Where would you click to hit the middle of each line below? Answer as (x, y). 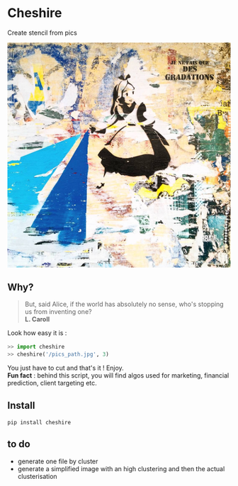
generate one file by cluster (58, 461)
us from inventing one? (58, 312)
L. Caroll (37, 320)
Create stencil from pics (42, 33)
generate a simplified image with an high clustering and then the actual (121, 468)
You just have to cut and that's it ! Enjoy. (66, 368)
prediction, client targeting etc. (52, 383)
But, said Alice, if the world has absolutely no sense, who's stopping (124, 304)
